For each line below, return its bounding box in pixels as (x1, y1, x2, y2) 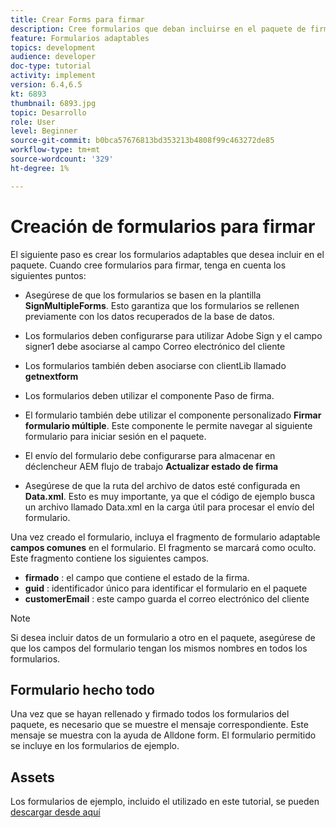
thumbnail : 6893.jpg (10, 98, 97, 108)
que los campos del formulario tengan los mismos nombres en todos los (10, 642, 308, 654)
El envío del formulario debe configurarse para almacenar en (24, 449, 276, 461)
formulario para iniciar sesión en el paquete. (24, 430, 207, 442)
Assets (10, 769, 55, 786)
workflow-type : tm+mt (10, 145, 101, 155)
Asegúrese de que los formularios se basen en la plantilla (24, 289, 262, 301)
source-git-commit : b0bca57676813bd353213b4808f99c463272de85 (10, 136, 275, 146)
